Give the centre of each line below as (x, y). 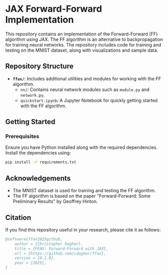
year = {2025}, (31, 263)
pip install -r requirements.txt (41, 162)
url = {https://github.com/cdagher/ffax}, (60, 254)
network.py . (32, 95)
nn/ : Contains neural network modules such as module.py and (85, 89)
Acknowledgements (38, 178)
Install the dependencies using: (38, 153)
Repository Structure (40, 66)
